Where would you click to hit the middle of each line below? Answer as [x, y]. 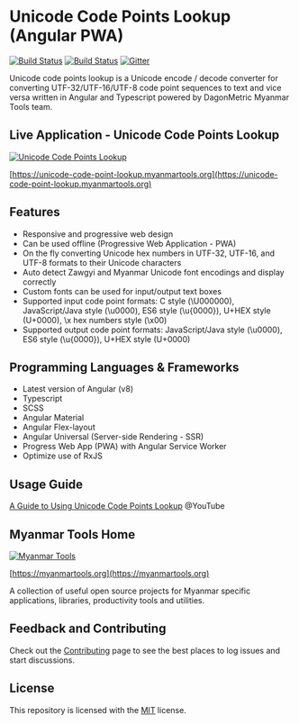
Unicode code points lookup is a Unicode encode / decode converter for [144, 77]
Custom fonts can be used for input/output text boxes [122, 291]
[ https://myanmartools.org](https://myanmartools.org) [109, 573]
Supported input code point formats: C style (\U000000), [128, 301]
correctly [39, 282]
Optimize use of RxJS [63, 456]
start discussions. [42, 660]
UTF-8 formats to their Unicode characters [102, 262]
